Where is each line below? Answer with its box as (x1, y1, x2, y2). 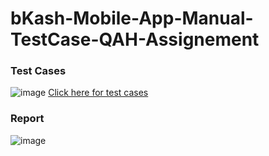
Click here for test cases (48, 87, 149, 99)
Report (10, 112, 45, 126)
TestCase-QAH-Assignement (10, 28, 260, 51)
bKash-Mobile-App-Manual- (10, 7, 254, 30)
